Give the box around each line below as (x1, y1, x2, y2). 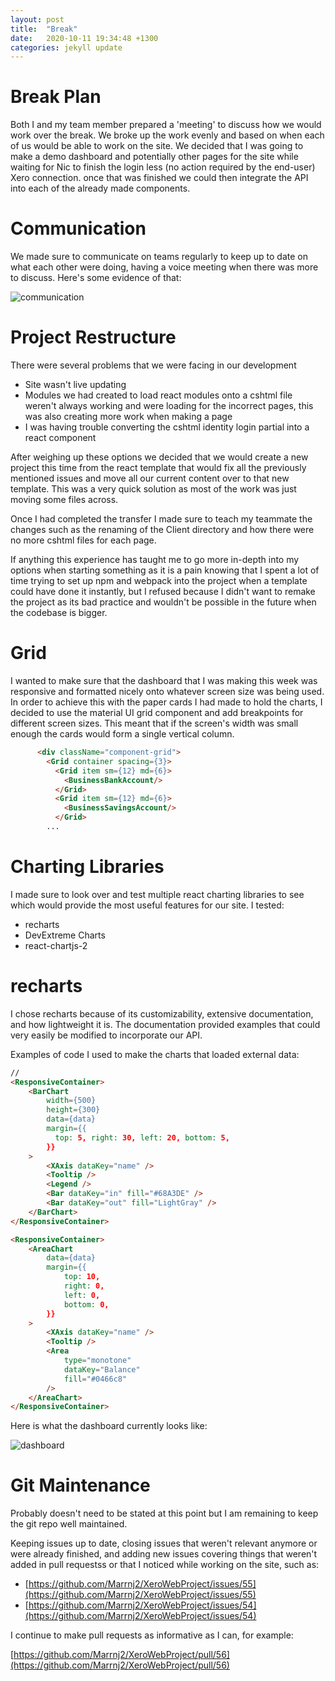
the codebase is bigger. (10, 607, 108, 619)
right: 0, (63, 1281, 105, 1291)
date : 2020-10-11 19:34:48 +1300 (10, 33, 159, 43)
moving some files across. (10, 494, 119, 506)
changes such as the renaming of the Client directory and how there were (10, 524, 315, 536)
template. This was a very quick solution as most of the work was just (10, 483, 297, 495)
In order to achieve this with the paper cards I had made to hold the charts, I (10, 696, 323, 708)
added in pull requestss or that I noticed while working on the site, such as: (10, 1559, 320, 1571)
